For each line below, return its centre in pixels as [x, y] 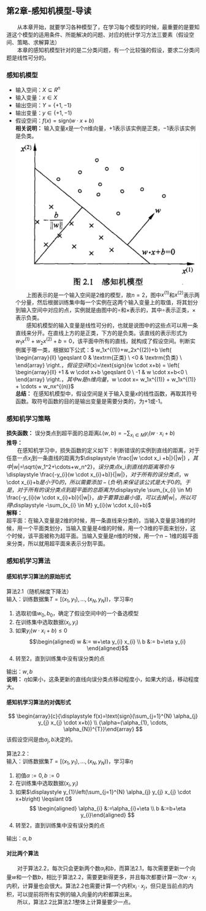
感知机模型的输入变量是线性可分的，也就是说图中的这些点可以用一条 [112, 325]
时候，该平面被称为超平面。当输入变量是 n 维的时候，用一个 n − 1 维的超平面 [105, 536]
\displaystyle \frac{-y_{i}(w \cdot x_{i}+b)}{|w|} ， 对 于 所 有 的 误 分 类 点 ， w [97, 474]
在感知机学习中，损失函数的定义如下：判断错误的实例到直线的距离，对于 [109, 450]
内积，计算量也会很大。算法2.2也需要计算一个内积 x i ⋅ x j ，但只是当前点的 [97, 886]
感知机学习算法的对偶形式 [39, 702]
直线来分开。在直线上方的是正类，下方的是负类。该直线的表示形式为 [101, 333]
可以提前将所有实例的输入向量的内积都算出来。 [76, 894]
